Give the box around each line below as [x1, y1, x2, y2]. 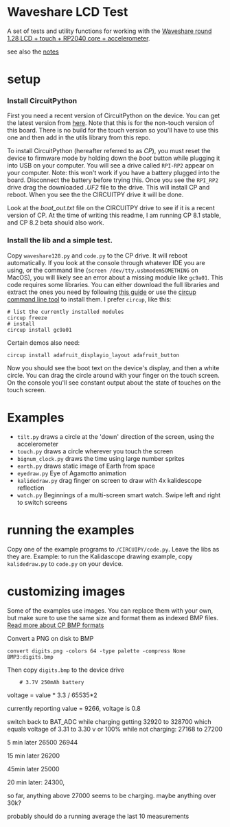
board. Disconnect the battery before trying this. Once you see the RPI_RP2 [7, 176, 218, 184]
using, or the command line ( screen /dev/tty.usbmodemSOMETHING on [7, 266, 199, 274]
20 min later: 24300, [7, 778, 65, 786]
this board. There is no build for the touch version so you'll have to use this [7, 126, 218, 135]
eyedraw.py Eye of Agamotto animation [16, 468, 127, 477]
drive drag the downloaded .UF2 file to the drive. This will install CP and [7, 183, 210, 192]
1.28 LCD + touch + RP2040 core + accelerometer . [7, 34, 150, 42]
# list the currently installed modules [7, 308, 125, 315]
